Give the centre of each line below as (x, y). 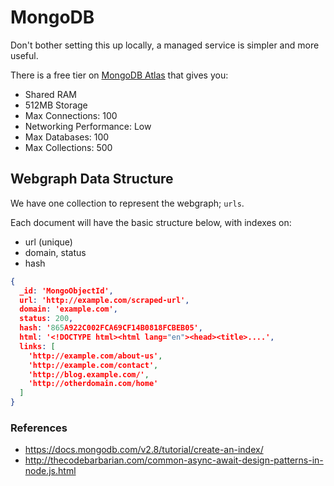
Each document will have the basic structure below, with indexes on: (151, 222)
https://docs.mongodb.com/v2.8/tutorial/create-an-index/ (144, 450)
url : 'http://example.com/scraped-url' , (104, 300)
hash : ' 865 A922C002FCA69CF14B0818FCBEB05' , (111, 328)
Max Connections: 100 (71, 115)
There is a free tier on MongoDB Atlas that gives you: (119, 75)
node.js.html (50, 471)
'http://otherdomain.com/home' (93, 384)
